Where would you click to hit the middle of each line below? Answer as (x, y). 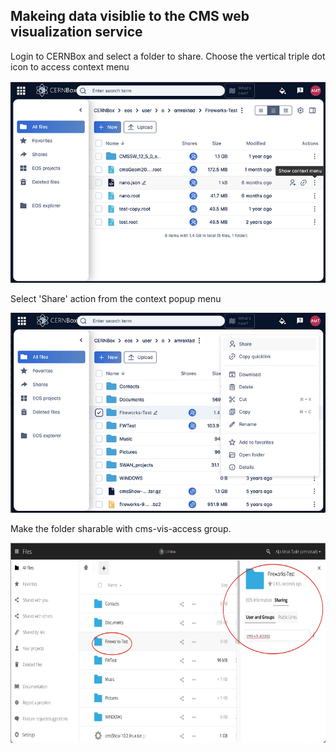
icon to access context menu (70, 66)
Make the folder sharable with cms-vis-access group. (121, 528)
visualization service (76, 32)
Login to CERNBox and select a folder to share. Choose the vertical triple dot (168, 56)
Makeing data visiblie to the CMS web (130, 16)
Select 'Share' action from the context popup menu (116, 298)
